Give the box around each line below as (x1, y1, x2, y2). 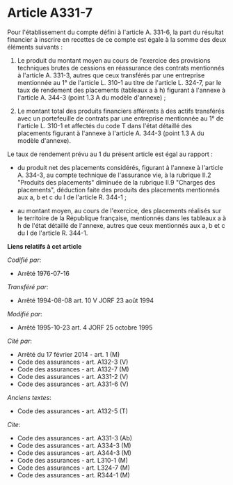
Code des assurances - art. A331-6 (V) (17, 380, 129, 388)
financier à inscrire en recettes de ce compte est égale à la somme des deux (7, 35, 227, 43)
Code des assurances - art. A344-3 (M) (17, 448, 132, 457)
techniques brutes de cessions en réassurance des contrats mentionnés (17, 63, 225, 72)
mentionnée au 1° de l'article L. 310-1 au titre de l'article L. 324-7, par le (17, 78, 222, 86)
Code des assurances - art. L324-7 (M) (17, 463, 131, 472)
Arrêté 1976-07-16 (17, 269, 70, 277)
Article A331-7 (7, 5, 93, 21)
